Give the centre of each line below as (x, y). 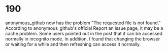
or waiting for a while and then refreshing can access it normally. (73, 44)
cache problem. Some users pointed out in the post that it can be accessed (84, 33)
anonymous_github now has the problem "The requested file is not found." (83, 23)
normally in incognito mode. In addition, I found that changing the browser (83, 39)
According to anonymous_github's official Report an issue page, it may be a (84, 28)
